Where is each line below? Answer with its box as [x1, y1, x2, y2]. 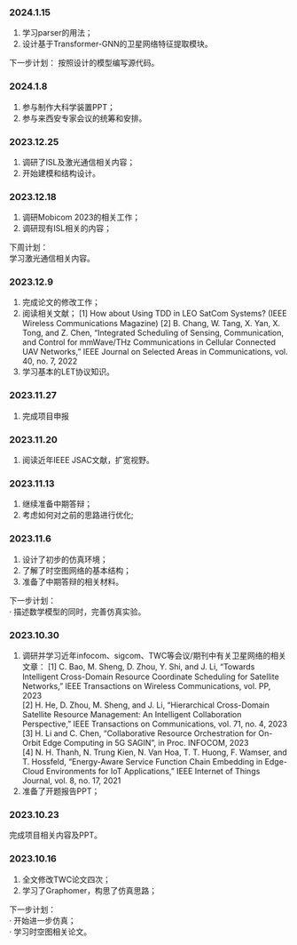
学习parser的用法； [21, 28, 93, 38]
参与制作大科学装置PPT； [21, 101, 115, 112]
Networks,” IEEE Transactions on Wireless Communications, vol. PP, [21, 680, 271, 691]
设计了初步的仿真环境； [21, 554, 108, 565]
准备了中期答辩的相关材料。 [21, 576, 124, 587]
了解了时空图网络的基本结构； [21, 565, 131, 575]
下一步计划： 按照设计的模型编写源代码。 [9, 58, 160, 68]
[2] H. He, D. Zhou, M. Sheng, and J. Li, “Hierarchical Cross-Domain [21, 700, 270, 710]
